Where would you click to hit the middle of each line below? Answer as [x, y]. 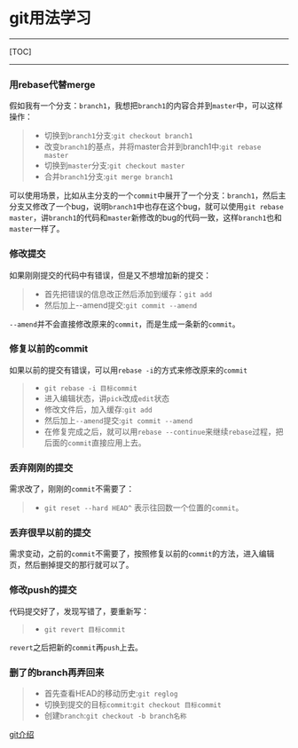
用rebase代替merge [52, 84]
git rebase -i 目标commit [90, 388]
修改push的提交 [43, 590]
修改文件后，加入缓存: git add [98, 409]
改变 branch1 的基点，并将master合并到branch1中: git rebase [153, 146]
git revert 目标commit [85, 630]
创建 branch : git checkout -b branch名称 [115, 716]
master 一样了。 [37, 229]
